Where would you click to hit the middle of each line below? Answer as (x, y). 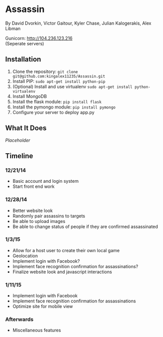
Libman (13, 28)
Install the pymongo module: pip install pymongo (64, 107)
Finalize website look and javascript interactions (62, 272)
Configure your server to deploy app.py (53, 112)
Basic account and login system (46, 181)
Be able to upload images (39, 221)
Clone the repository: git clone (45, 71)
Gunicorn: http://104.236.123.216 (39, 38)
